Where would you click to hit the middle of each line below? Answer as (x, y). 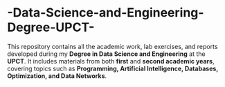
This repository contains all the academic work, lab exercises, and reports (112, 46)
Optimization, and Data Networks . (57, 76)
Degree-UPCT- (51, 27)
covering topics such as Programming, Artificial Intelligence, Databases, (113, 68)
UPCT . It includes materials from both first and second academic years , (111, 61)
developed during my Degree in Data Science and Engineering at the (106, 54)
